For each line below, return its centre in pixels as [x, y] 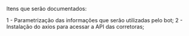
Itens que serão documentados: [47, 9]
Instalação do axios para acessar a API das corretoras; [75, 27]
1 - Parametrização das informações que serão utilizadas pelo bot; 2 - [94, 20]
